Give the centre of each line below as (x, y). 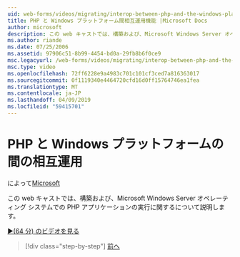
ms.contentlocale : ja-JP (44, 93)
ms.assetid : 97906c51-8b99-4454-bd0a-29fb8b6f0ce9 (84, 54)
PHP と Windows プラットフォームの (116, 144)
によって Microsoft (34, 183)
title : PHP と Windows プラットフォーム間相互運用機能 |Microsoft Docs (107, 21)
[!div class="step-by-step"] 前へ (72, 246)
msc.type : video (31, 67)
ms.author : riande (35, 41)
